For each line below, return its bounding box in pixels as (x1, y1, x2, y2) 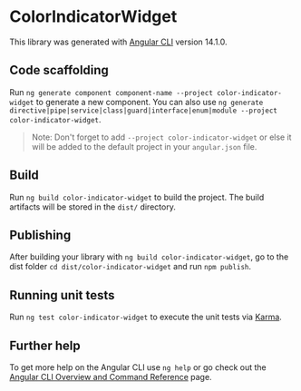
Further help (9, 337, 82, 353)
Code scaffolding (9, 63, 109, 78)
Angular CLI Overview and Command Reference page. (9, 372, 212, 382)
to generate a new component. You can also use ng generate (35, 96, 264, 107)
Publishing (9, 227, 72, 242)
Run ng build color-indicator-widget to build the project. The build (9, 191, 265, 202)
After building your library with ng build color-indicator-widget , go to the (9, 251, 289, 262)
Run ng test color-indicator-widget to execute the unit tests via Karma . (9, 311, 283, 323)
